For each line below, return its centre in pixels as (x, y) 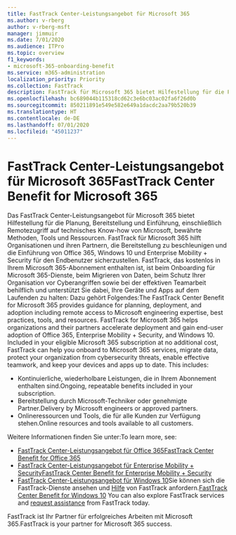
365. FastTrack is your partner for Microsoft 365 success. (90, 524)
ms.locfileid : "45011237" (45, 131)
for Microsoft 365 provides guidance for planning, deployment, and (105, 305)
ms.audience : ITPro (36, 46)
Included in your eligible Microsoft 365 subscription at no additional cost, (113, 342)
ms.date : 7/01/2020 (36, 40)
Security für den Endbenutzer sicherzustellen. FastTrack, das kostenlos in (114, 260)
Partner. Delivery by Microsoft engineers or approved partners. (107, 408)
